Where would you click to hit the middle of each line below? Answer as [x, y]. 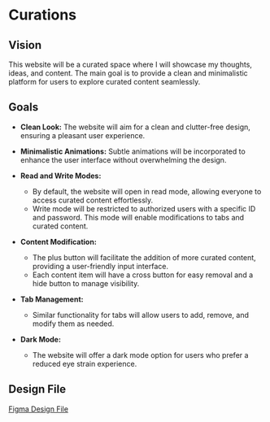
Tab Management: [52, 299]
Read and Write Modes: [61, 176]
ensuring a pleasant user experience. [83, 135]
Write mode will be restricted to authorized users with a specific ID [144, 208]
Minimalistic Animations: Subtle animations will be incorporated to [133, 151]
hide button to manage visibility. [86, 283]
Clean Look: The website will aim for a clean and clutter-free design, [135, 127]
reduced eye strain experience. [85, 363]
